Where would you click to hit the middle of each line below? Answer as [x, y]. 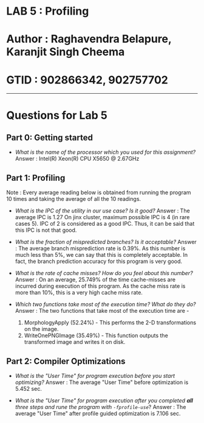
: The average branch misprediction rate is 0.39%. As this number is [100, 248]
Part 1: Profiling [36, 178]
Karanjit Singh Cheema [66, 52]
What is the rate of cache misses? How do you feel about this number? [104, 273]
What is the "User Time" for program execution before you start [95, 376]
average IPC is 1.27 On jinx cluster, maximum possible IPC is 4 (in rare [102, 217]
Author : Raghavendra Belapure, [89, 39]
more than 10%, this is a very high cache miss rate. [79, 293]
